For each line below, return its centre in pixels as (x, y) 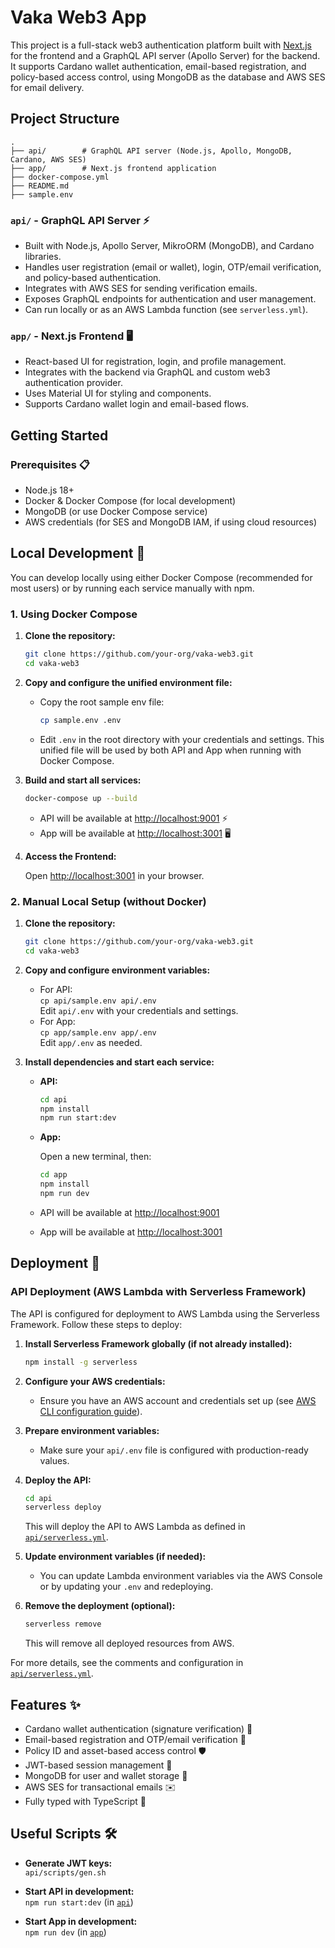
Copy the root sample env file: (102, 702)
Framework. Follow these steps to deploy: (96, 1324)
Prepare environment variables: (92, 1430)
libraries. (43, 257)
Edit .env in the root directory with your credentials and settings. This (182, 739)
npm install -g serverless (81, 1362)
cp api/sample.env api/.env (98, 1001)
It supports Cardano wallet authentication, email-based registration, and (158, 66)
